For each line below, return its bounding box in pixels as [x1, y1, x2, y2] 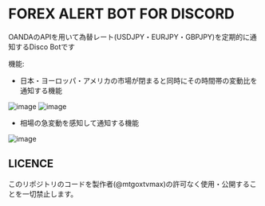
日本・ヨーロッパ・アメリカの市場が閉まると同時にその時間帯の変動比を [19, 76, 258, 85]
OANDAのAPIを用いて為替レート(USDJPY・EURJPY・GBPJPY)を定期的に [8, 32, 250, 41]
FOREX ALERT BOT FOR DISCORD [8, 5, 235, 23]
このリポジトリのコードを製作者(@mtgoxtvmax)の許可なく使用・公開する [8, 179, 250, 189]
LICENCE [8, 157, 54, 171]
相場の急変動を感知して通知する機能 [19, 118, 140, 127]
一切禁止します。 [22, 189, 78, 199]
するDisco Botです [14, 41, 76, 52]
